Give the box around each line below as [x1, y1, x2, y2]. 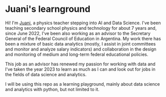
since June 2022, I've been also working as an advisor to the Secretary [5, 30, 151, 36]
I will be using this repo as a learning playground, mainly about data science [5, 81, 160, 87]
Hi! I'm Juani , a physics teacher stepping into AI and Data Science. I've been [5, 20, 161, 26]
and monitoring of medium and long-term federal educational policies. [5, 51, 149, 57]
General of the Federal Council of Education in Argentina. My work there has [5, 36, 161, 42]
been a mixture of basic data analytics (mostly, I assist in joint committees [5, 41, 156, 47]
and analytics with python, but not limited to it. [5, 86, 100, 92]
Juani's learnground [5, 3, 91, 15]
